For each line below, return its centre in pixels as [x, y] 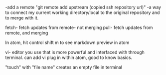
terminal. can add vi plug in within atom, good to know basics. [69, 57]
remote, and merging [27, 33]
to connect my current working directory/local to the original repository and [83, 12]
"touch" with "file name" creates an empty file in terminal [64, 67]
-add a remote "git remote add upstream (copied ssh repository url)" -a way [83, 7]
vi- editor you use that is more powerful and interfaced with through [75, 52]
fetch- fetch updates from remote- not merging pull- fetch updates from [79, 27]
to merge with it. [22, 18]
